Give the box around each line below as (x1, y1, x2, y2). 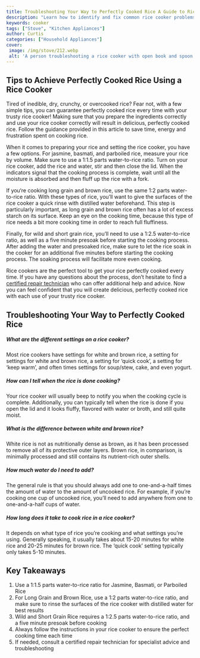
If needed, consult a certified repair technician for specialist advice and (14, 638, 190, 645)
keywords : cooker (6, 20, 49, 26)
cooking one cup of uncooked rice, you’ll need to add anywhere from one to (6, 494, 193, 502)
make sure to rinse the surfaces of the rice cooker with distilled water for (14, 601, 193, 608)
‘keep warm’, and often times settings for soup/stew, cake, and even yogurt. (6, 364, 192, 371)
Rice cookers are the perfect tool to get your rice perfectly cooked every (6, 267, 184, 275)
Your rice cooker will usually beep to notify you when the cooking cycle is (6, 392, 187, 399)
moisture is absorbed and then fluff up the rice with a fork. (6, 176, 150, 183)
